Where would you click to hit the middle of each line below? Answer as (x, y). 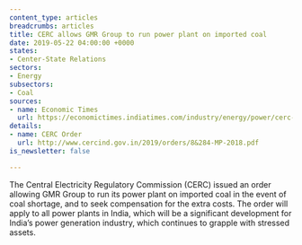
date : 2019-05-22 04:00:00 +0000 (72, 43)
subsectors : (31, 84)
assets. (22, 232)
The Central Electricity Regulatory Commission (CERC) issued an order (140, 184)
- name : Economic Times (54, 109)
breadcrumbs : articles (52, 26)
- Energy (26, 76)
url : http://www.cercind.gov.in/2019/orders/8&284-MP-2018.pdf (138, 143)
